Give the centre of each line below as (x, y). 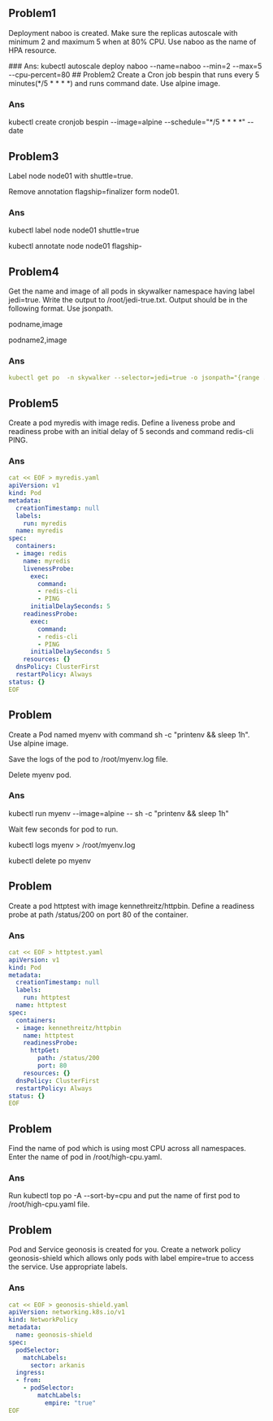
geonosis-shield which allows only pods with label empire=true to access (131, 1258)
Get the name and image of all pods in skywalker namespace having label (132, 291)
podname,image (36, 324)
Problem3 (34, 156)
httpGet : (45, 1051)
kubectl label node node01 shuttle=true (74, 230)
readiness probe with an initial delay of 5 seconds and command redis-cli (131, 432)
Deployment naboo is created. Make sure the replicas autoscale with (123, 33)
